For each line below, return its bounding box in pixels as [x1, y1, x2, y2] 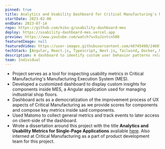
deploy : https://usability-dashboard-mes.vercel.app [5, 30, 115, 35]
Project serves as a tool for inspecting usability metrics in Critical [12, 71, 144, 76]
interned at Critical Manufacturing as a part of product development [12, 133, 150, 139]
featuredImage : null [5, 39, 48, 44]
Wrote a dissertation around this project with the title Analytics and [12, 123, 149, 129]
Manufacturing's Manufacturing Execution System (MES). [12, 76, 129, 82]
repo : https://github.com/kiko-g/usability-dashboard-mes [5, 25, 126, 30]
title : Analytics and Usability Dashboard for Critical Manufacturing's [5, 12, 157, 17]
